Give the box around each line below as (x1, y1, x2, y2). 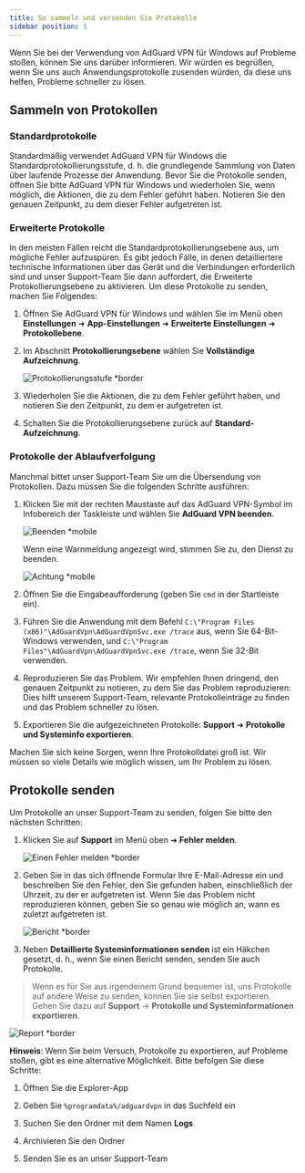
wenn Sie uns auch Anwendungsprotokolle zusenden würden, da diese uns (9, 66, 292, 78)
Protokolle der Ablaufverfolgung (9, 451, 157, 463)
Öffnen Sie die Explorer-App (22, 1082, 129, 1093)
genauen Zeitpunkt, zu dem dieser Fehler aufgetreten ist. (9, 199, 223, 210)
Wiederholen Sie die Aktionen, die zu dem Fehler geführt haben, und (22, 390, 280, 401)
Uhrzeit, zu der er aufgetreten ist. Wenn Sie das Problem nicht (22, 888, 256, 899)
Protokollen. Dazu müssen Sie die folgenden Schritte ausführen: (9, 481, 249, 492)
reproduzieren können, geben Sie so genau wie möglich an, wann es (22, 898, 280, 909)
